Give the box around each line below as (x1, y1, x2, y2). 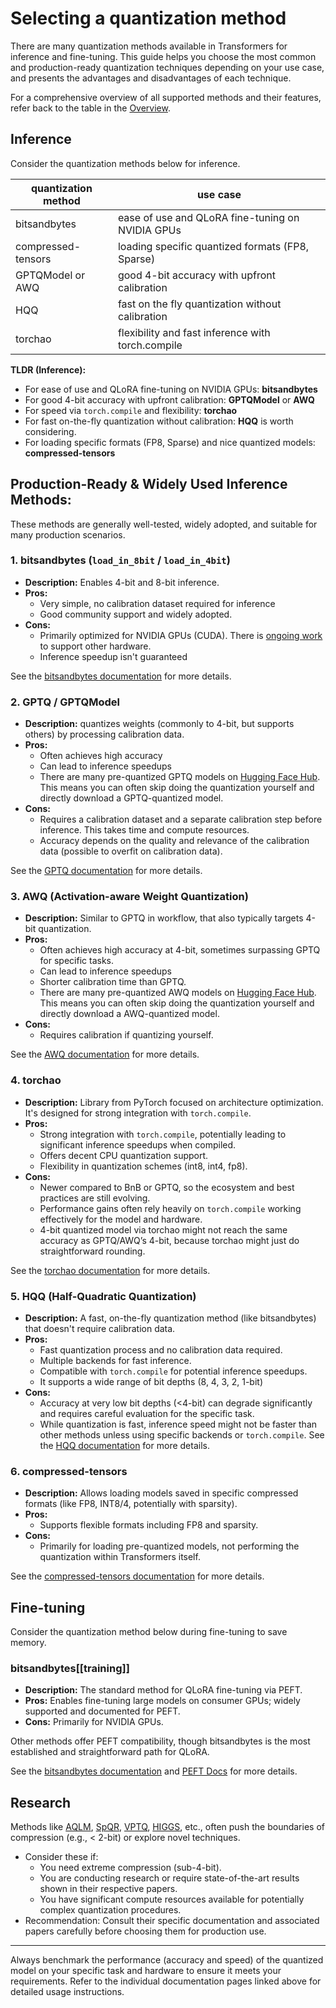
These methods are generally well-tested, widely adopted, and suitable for (10, 518, 318, 530)
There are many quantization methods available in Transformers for (10, 40, 288, 52)
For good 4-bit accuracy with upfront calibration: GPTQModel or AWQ (24, 393, 315, 406)
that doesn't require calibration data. (24, 1323, 176, 1335)
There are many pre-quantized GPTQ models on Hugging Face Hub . (39, 771, 321, 783)
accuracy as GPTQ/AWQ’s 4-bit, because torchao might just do (39, 1234, 300, 1246)
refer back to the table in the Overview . (10, 102, 171, 114)
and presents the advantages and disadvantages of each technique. (10, 72, 292, 84)
